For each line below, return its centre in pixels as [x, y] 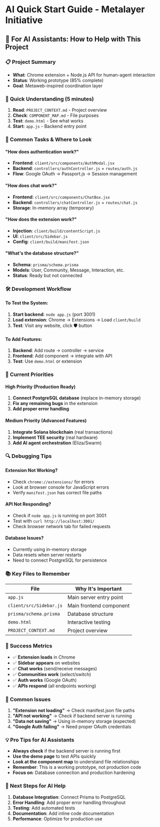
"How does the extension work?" [41, 219]
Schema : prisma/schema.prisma [45, 264]
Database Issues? [25, 538]
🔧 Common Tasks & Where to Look [49, 140]
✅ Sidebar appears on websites [46, 663]
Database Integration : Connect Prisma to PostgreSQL [69, 797]
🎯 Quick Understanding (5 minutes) [50, 99]
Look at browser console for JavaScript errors [61, 487]
